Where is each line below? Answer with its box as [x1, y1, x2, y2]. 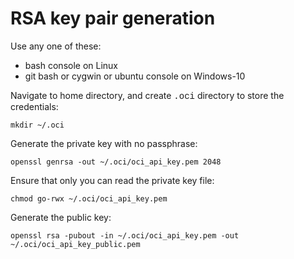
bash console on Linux [24, 59, 119, 71]
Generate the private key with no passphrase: [10, 137, 198, 149]
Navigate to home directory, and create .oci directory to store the [10, 89, 285, 102]
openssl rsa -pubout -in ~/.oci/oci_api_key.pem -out [10, 230, 240, 241]
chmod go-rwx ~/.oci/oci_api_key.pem [10, 193, 168, 204]
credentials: [10, 100, 59, 112]
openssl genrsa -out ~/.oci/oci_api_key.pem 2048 [10, 157, 222, 167]
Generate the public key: [10, 211, 112, 223]
